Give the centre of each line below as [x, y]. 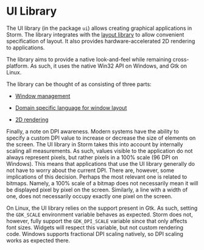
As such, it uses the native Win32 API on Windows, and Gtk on [109, 66]
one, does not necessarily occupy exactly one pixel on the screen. [89, 196]
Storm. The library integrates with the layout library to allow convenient [95, 34]
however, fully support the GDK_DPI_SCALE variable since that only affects [97, 221]
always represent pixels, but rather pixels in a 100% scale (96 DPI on [92, 157]
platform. [18, 66]
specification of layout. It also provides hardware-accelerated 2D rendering [101, 41]
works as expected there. [38, 240]
